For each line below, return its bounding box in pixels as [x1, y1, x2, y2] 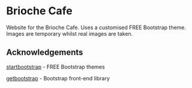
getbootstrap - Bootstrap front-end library [6, 74, 110, 81]
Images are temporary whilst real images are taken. [6, 30, 133, 37]
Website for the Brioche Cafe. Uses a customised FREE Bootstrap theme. [6, 24, 187, 31]
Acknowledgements [6, 48, 83, 58]
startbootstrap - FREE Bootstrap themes [6, 63, 105, 70]
